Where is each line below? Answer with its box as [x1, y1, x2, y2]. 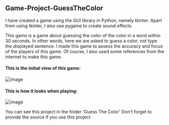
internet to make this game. [5, 54, 62, 60]
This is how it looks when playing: [5, 88, 78, 94]
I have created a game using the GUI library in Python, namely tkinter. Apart [5, 17, 162, 23]
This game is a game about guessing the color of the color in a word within [5, 32, 160, 38]
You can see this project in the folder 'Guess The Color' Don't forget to [5, 109, 152, 115]
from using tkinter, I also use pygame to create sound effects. [5, 23, 133, 29]
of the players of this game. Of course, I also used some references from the [5, 48, 164, 54]
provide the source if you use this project [5, 114, 91, 120]
